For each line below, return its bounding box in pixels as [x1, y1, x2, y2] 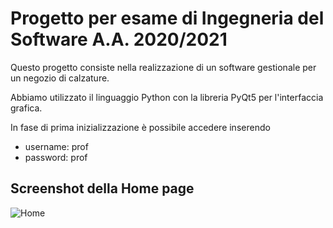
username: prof [24, 140, 89, 152]
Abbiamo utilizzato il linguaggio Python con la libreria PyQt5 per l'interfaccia [10, 91, 324, 103]
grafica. [10, 102, 43, 114]
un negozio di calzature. [10, 72, 110, 84]
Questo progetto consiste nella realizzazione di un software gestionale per [10, 61, 317, 73]
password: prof [24, 151, 88, 163]
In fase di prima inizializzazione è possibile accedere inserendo [10, 121, 271, 133]
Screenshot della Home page [10, 180, 195, 197]
